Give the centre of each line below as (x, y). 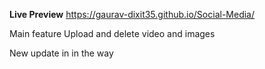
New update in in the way (61, 53)
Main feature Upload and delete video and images (112, 33)
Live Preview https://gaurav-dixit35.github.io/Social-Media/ (132, 14)
